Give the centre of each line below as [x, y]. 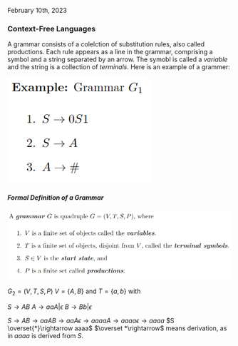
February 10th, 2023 [37, 10]
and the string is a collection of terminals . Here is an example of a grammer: [119, 67]
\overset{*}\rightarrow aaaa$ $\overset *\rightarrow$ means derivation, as [117, 328]
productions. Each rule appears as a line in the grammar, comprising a [110, 52]
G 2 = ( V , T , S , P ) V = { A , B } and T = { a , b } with [74, 292]
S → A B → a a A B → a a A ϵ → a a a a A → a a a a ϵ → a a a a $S [91, 321]
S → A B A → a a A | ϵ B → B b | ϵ [50, 307]
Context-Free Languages [52, 29]
